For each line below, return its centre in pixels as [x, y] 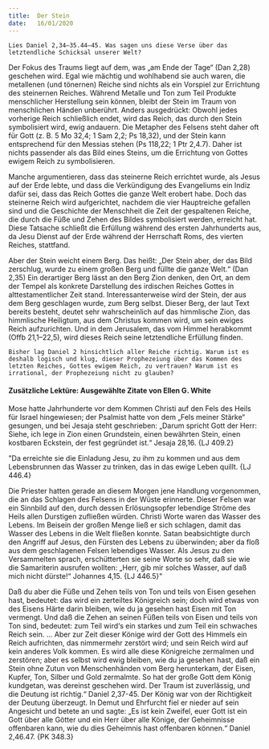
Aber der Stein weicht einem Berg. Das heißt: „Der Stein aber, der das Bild [130, 260]
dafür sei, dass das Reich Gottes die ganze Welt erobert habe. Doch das [128, 193]
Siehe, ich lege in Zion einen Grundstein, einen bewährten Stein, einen [124, 434]
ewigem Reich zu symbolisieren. [61, 161]
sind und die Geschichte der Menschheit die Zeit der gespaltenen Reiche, [130, 210]
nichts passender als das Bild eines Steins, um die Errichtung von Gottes [128, 153]
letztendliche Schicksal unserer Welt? [75, 52]
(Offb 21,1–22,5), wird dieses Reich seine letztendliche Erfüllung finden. [126, 337]
